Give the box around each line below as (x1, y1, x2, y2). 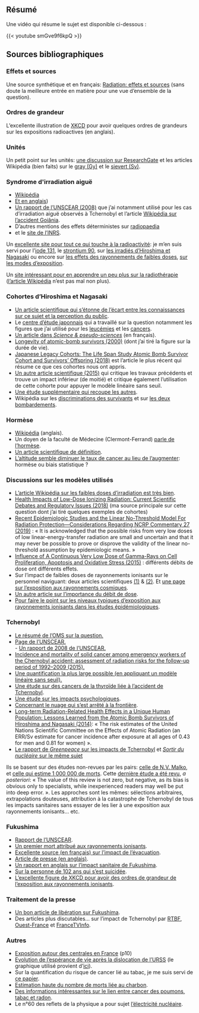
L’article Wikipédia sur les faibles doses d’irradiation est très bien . (14, 490, 176, 497)
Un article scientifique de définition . (14, 448, 103, 455)
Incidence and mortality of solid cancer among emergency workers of (14, 650, 186, 657)
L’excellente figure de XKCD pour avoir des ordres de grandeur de (14, 874, 176, 881)
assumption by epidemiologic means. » (39, 546, 135, 553)
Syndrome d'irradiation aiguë (6, 178, 93, 186)
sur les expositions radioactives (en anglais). (6, 128, 115, 135)
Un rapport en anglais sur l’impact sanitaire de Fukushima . (14, 861, 157, 868)
